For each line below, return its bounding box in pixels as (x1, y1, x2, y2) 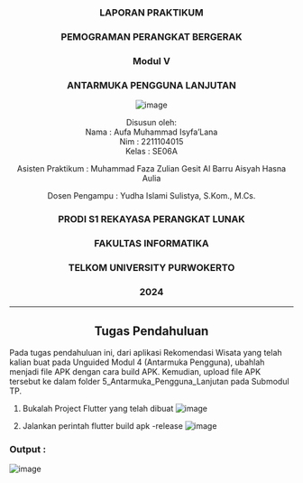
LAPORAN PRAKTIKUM (99, 6, 204, 19)
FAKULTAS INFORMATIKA (94, 237, 209, 249)
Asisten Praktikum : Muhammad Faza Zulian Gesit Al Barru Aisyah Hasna (16, 163, 287, 174)
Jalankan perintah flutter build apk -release (22, 420, 183, 431)
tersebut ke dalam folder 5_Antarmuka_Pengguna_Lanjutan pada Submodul (9, 376, 290, 386)
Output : (9, 442, 47, 455)
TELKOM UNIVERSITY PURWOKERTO (68, 261, 235, 274)
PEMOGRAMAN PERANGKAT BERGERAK (60, 30, 243, 42)
